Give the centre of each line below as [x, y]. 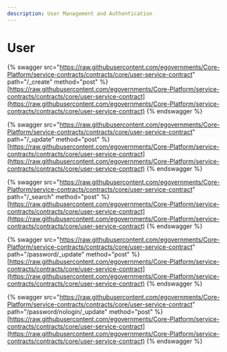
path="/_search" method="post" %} [59, 196]
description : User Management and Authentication [80, 13]
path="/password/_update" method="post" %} [73, 254]
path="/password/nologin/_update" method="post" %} [85, 311]
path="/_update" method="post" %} [59, 139]
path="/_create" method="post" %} [58, 82]
